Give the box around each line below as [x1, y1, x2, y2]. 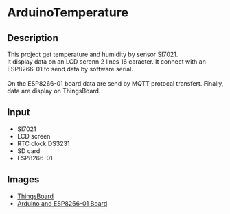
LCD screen [16, 132, 51, 140]
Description [7, 32, 58, 44]
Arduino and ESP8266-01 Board [16, 199, 108, 207]
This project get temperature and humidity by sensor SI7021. [7, 50, 179, 58]
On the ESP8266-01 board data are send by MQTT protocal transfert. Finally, [7, 80, 224, 87]
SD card [16, 146, 41, 155]
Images [7, 174, 40, 186]
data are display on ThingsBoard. [7, 87, 101, 95]
